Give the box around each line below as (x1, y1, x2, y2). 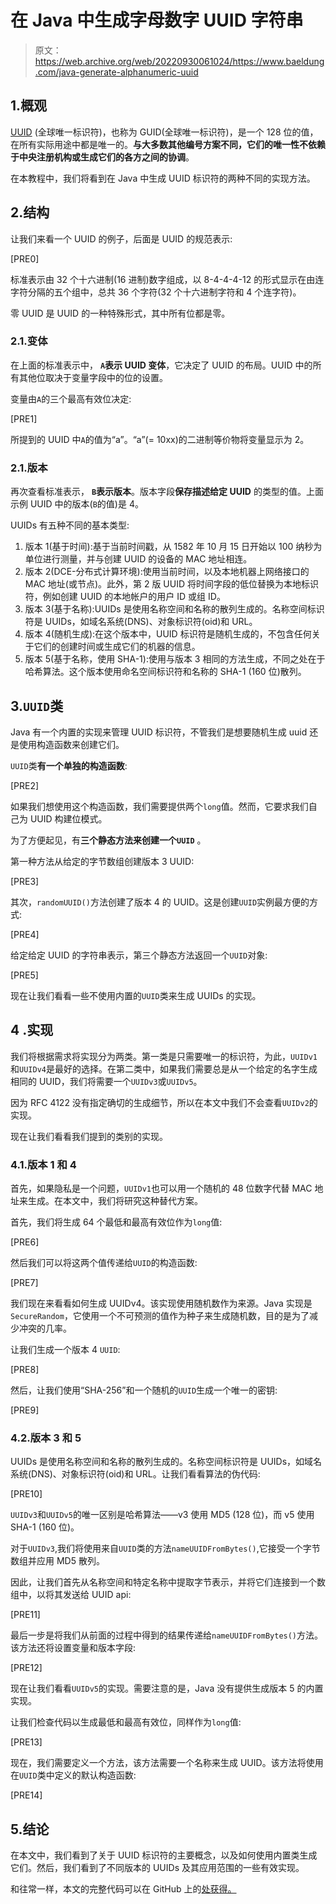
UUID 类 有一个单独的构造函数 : (10, 759, 128, 771)
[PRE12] (10, 1662, 43, 1674)
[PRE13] (10, 1736, 43, 1748)
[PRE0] (10, 252, 40, 265)
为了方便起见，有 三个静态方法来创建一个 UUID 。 (10, 834, 207, 846)
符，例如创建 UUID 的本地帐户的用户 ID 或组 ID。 (24, 591, 226, 603)
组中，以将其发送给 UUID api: (10, 1589, 132, 1601)
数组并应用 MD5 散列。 (10, 1555, 105, 1567)
